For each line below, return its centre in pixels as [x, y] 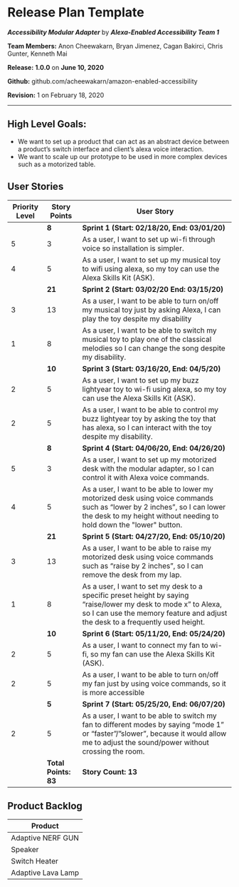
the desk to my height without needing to [150, 516]
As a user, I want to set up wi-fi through [149, 239]
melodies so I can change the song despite [154, 348]
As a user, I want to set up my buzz [140, 380]
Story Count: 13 [110, 771]
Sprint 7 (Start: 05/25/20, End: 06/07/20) [154, 704]
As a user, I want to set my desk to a [142, 586]
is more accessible [113, 692]
